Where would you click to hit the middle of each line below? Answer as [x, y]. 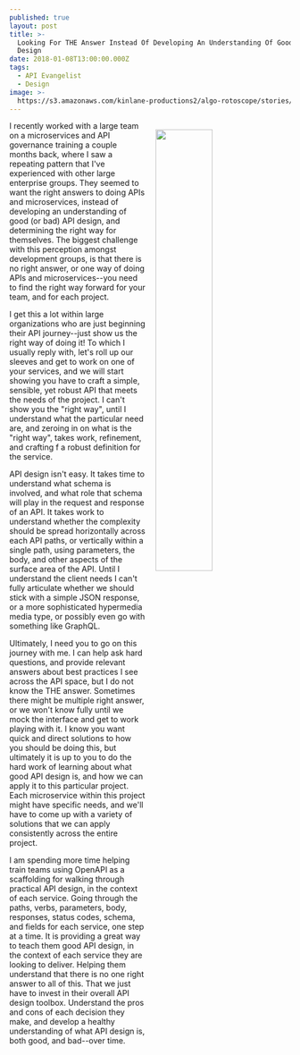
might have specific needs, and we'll [76, 805]
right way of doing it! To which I [67, 343]
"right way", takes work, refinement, [75, 438]
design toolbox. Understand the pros [77, 1003]
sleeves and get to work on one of [72, 362]
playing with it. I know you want [67, 729]
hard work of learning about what [71, 767]
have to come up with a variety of [71, 814]
